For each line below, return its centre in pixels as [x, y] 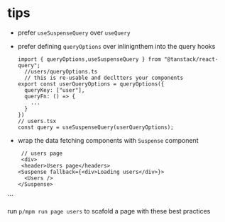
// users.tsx [37, 121]
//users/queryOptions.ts [61, 71]
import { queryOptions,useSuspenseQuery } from [89, 59]
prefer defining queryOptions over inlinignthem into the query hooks [116, 46]
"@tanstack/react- [191, 59]
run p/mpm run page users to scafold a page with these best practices [109, 211]
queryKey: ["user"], [55, 90]
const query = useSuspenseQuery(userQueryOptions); [95, 127]
